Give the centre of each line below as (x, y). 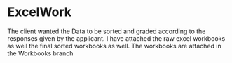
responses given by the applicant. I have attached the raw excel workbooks (116, 38)
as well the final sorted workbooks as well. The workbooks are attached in (115, 46)
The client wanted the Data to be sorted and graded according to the (107, 31)
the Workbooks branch (40, 53)
